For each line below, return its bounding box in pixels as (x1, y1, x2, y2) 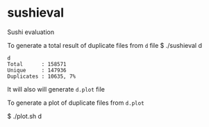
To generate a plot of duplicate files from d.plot (7, 99, 144, 107)
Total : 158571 (7, 60, 67, 67)
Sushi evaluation (7, 28, 54, 36)
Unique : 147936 (7, 67, 67, 74)
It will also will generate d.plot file (7, 85, 106, 93)
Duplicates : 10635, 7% (7, 73, 76, 80)
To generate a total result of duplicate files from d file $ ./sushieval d (7, 41, 203, 49)
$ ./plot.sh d (7, 112, 42, 120)
